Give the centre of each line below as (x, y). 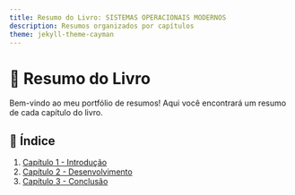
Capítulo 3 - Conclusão (65, 182)
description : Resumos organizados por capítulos (102, 26)
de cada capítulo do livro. (56, 113)
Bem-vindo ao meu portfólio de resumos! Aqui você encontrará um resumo (148, 103)
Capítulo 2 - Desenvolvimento (77, 172)
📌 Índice (32, 141)
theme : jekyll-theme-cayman (62, 34)
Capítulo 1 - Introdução (65, 163)
